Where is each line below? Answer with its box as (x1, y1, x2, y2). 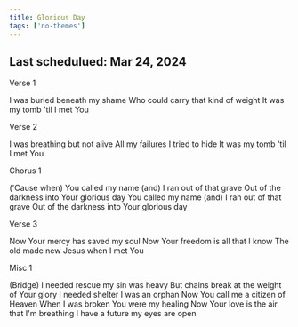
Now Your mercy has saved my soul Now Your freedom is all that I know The (9, 236, 289, 247)
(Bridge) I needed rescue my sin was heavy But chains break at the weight (9, 280, 282, 291)
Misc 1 (9, 263, 33, 274)
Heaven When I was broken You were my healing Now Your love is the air (9, 299, 278, 309)
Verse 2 (9, 122, 38, 132)
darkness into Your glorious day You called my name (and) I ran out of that (9, 192, 282, 203)
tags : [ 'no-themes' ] (9, 21, 86, 30)
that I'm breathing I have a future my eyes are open (9, 308, 197, 319)
